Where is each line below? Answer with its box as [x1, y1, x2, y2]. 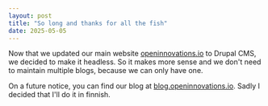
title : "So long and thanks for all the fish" [8, 19, 168, 27]
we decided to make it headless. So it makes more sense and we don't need [8, 57, 262, 67]
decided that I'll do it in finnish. [8, 90, 111, 100]
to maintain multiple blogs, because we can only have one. [8, 66, 203, 75]
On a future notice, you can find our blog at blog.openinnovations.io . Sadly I [8, 81, 261, 91]
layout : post [8, 11, 52, 20]
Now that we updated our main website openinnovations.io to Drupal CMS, [8, 49, 257, 59]
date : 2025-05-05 [8, 26, 67, 35]
